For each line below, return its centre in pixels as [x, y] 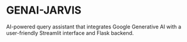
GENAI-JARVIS [44, 10]
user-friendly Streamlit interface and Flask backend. [70, 33]
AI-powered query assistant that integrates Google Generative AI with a [94, 27]
